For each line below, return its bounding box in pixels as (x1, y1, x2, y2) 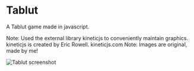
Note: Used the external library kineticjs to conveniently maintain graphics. (6, 34, 189, 41)
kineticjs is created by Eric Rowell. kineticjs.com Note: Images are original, (6, 41, 187, 48)
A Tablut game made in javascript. (6, 23, 90, 30)
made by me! (6, 47, 39, 54)
